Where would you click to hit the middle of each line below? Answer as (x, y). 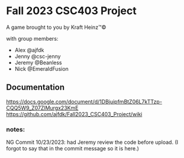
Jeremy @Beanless (38, 62)
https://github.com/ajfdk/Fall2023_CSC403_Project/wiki (74, 114)
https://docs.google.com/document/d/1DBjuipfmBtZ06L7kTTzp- (84, 101)
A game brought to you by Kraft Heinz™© (56, 27)
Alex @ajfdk (29, 50)
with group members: (32, 38)
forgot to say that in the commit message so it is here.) (72, 149)
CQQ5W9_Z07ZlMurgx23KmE (42, 108)
